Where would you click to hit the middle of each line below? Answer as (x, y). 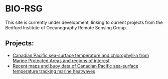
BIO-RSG (24, 9)
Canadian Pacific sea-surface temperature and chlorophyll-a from (81, 55)
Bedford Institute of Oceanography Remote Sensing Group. (66, 27)
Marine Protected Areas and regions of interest (61, 61)
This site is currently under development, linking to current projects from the (84, 22)
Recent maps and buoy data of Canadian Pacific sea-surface (75, 66)
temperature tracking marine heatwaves (54, 71)
